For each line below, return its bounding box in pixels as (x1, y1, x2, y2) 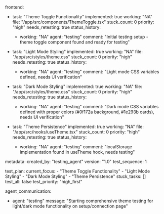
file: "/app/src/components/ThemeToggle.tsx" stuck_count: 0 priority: (12, 19, 154, 25)
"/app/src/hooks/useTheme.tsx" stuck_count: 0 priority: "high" (12, 129, 140, 135)
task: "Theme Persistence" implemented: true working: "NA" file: (12, 124, 144, 129)
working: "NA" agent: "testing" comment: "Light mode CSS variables (19, 69, 160, 75)
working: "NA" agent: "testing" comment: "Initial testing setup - (19, 34, 149, 40)
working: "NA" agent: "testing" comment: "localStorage (19, 144, 132, 150)
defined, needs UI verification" (19, 74, 82, 80)
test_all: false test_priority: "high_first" (5, 179, 82, 184)
